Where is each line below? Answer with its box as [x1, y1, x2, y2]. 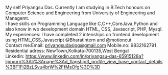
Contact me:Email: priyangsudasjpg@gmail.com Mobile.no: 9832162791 [5, 42, 157, 48]
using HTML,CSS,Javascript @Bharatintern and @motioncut [5, 37, 132, 43]
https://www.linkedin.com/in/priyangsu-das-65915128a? [25, 53, 144, 59]
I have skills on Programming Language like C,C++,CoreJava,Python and [5, 20, 158, 27]
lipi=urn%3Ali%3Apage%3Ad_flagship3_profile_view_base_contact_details [5, 59, 163, 64]
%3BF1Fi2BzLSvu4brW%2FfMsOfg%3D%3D [5, 64, 101, 70]
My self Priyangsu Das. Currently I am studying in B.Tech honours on [5, 5, 151, 10]
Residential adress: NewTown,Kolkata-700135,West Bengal [5, 48, 129, 54]
